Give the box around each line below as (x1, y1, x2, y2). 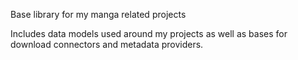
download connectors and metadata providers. (10, 39, 204, 50)
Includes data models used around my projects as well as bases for (10, 28, 288, 39)
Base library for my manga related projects (10, 9, 187, 20)
